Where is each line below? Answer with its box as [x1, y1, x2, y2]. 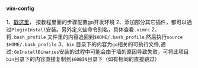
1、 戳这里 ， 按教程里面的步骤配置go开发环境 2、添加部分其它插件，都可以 [6, 18, 187, 26]
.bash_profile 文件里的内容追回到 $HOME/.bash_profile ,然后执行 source [11, 33, 183, 41]
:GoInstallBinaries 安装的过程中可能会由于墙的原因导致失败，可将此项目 [11, 48, 189, 56]
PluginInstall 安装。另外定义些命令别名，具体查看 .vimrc [11, 26, 151, 33]
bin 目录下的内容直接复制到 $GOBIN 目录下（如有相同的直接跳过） [6, 56, 160, 63]
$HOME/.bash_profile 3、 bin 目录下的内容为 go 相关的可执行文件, [6, 41, 161, 48]
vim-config [6, 5, 34, 12]
